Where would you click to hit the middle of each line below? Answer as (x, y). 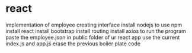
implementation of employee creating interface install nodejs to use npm (94, 25)
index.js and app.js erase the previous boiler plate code (73, 44)
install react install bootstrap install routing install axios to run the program (96, 31)
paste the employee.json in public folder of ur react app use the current (93, 37)
